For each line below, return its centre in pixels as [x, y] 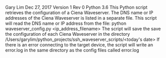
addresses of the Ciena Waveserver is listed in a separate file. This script [81, 18]
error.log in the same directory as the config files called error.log [72, 50]
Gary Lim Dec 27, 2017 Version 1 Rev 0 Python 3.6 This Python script [76, 7]
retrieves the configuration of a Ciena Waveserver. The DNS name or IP [79, 13]
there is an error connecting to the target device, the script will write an [79, 45]
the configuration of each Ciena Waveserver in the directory [68, 34]
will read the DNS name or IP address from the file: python [66, 23]
